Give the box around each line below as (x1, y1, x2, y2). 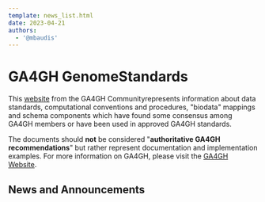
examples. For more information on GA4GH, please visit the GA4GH (8, 151, 229, 161)
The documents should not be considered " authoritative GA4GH (8, 135, 221, 144)
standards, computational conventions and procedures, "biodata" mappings (8, 102, 256, 112)
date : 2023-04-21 (8, 19, 66, 27)
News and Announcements (8, 183, 146, 196)
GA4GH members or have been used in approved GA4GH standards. (8, 120, 232, 129)
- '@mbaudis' (15, 33, 59, 42)
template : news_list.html (8, 11, 93, 20)
